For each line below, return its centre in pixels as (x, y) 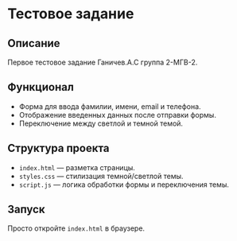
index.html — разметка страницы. (77, 167)
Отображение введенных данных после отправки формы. (117, 115)
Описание (34, 43)
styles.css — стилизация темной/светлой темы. (101, 176)
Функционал (41, 87)
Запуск (26, 210)
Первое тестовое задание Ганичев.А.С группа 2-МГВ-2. (103, 62)
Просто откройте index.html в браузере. (76, 228)
